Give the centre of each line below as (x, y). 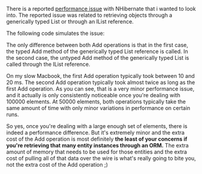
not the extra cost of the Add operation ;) (57, 165)
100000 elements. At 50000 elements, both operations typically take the (96, 101)
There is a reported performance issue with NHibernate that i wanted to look (101, 9)
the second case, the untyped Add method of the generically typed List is (98, 58)
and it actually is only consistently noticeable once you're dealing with (93, 95)
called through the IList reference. (48, 64)
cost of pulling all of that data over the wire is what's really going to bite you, (101, 158)
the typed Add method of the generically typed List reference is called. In (97, 51)
